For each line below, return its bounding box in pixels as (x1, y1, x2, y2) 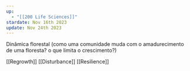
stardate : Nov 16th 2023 (6, 19, 67, 25)
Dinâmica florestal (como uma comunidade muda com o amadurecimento (6, 41, 184, 48)
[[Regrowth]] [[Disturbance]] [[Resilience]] (6, 58, 109, 65)
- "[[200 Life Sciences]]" (11, 14, 78, 20)
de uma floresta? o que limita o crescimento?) (6, 47, 117, 54)
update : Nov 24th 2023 (6, 24, 62, 31)
